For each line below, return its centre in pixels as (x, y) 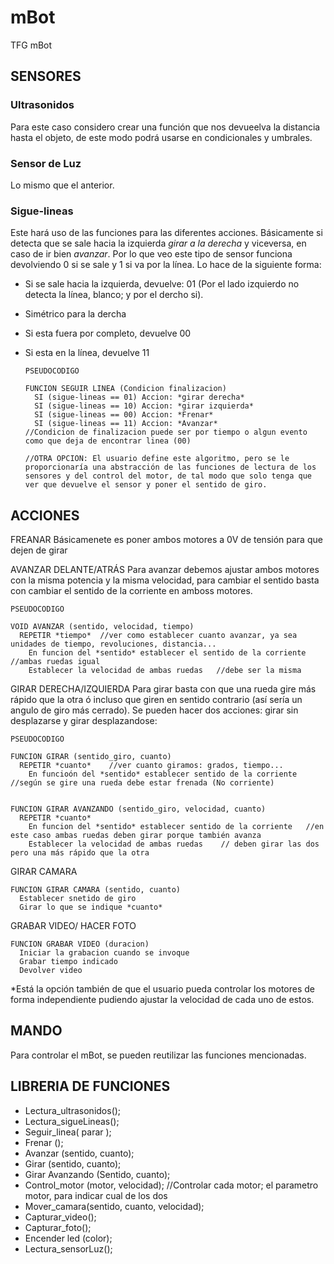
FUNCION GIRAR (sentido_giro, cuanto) (91, 757)
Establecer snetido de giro (78, 899)
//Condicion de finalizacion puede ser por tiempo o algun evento (166, 432)
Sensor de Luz (46, 163)
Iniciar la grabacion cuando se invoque (104, 953)
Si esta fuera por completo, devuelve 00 (108, 333)
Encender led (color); (68, 1238)
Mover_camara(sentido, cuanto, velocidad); (114, 1206)
